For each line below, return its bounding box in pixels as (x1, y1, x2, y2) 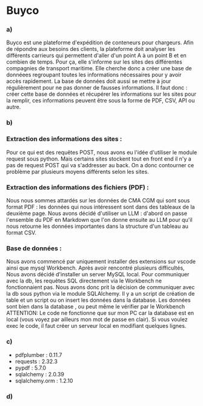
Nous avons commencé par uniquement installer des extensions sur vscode (6, 258, 196, 265)
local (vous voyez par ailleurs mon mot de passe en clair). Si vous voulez (6, 316, 188, 323)
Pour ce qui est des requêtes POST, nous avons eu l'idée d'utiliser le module (6, 148, 198, 156)
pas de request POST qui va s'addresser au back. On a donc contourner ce (6, 161, 195, 168)
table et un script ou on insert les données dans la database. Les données (6, 296, 191, 304)
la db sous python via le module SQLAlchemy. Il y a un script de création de (6, 290, 195, 298)
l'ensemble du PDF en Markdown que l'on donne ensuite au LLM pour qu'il (6, 216, 193, 223)
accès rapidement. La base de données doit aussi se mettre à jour (6, 78, 171, 85)
